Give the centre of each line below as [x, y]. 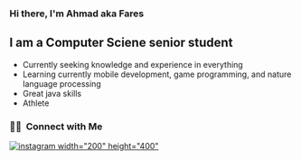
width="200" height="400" [108, 146]
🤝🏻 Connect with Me [56, 127]
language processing [61, 83]
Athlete [36, 103]
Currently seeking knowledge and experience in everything [133, 64]
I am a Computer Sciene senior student [121, 43]
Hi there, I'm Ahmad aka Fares [77, 14]
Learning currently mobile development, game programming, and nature [157, 74]
